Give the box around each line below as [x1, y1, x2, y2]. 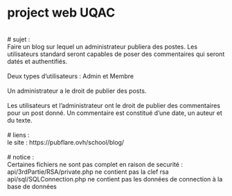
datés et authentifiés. [7, 57, 68, 65]
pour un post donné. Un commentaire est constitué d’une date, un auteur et [7, 109, 223, 117]
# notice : [7, 152, 35, 161]
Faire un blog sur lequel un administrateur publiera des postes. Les [7, 42, 198, 51]
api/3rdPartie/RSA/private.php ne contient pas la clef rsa [7, 168, 169, 176]
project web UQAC [7, 5, 116, 21]
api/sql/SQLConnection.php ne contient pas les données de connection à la [7, 175, 223, 183]
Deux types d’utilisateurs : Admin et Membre [7, 71, 134, 80]
